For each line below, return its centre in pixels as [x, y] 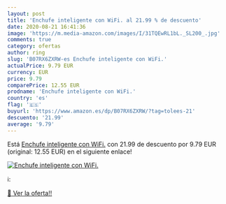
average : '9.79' [31, 124]
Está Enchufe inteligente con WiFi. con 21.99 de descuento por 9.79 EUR [112, 144]
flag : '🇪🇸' [24, 105]
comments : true [29, 40]
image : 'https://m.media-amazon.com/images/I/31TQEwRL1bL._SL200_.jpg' [114, 33]
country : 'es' [28, 99]
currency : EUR [28, 72]
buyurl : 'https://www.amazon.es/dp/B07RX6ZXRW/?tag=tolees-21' [101, 111]
